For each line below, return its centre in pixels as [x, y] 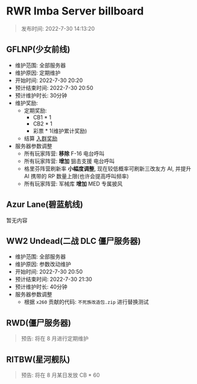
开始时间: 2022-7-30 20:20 [49, 80]
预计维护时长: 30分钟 [41, 95]
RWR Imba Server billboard [75, 11]
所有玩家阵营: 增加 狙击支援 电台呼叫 [69, 161]
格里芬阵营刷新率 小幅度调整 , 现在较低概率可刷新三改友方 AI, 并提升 [108, 168]
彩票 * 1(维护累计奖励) [60, 130]
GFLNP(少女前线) [38, 50]
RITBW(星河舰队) [38, 360]
